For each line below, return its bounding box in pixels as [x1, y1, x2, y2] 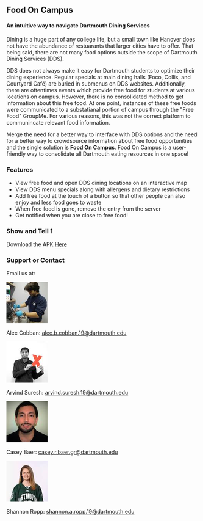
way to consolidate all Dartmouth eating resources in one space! [27, 150, 189, 158]
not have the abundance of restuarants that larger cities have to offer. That [6, 42, 194, 49]
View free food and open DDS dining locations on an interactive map [15, 179, 188, 186]
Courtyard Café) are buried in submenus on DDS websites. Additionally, [6, 79, 187, 87]
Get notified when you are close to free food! [15, 211, 128, 219]
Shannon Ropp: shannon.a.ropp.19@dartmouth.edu [6, 508, 135, 516]
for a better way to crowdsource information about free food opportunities [6, 137, 193, 144]
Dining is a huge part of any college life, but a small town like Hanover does [6, 35, 196, 43]
